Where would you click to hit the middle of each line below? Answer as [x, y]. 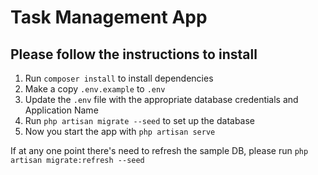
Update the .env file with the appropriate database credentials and [161, 99]
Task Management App [109, 17]
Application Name [61, 110]
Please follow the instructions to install [134, 54]
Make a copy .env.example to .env [95, 89]
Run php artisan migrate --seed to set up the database [140, 120]
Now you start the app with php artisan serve [120, 131]
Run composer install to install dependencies [119, 78]
